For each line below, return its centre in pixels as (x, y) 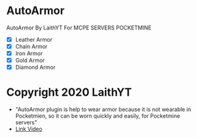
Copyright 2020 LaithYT (69, 92)
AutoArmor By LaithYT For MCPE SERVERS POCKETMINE (79, 28)
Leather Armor (34, 39)
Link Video (29, 129)
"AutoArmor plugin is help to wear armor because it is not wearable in (103, 109)
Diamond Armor (35, 67)
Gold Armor (30, 60)
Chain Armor (31, 46)
